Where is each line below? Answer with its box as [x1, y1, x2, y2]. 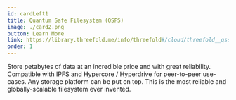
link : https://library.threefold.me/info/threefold [7, 37, 162, 44]
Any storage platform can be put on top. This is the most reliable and [27, 77, 227, 85]
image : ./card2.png [7, 23, 65, 30]
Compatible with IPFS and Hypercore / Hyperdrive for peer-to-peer [7, 70, 202, 78]
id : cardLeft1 [7, 10, 49, 18]
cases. [7, 77, 27, 85]
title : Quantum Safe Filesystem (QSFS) [7, 17, 124, 24]
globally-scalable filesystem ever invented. [7, 85, 131, 93]
